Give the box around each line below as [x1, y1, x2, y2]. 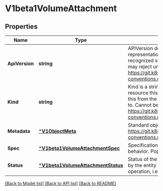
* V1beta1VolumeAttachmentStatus [38, 162, 124, 169]
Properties [5, 22, 38, 31]
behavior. [128, 148, 149, 154]
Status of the [128, 156, 158, 162]
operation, [128, 168, 151, 174]
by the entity [128, 162, 157, 169]
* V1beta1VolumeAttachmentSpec [38, 145, 120, 152]
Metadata [7, 128, 31, 134]
